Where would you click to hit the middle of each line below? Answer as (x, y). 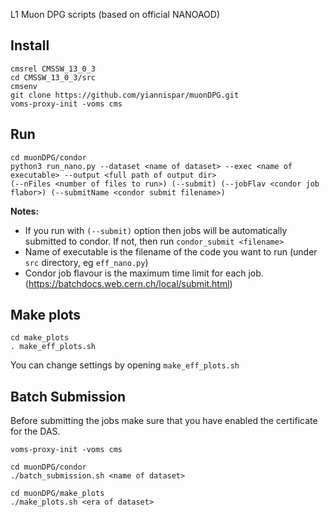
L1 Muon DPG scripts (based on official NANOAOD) (115, 14)
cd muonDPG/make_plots (57, 494)
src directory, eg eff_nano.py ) (86, 262)
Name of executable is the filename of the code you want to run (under (171, 251)
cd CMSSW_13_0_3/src (53, 77)
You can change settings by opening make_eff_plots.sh (125, 365)
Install (30, 45)
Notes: (25, 211)
